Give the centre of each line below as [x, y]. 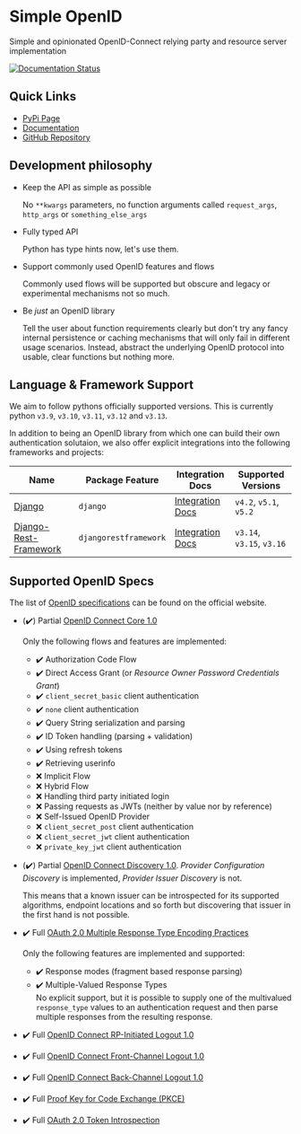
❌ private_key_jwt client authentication [108, 847]
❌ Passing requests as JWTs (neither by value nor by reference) [154, 806]
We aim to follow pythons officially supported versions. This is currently [142, 407]
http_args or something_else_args [85, 214]
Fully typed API [50, 232]
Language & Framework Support [102, 385]
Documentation [51, 127]
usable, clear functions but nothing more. [98, 356]
